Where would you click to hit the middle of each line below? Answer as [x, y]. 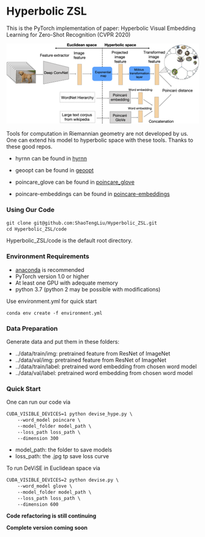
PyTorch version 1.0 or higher [52, 276]
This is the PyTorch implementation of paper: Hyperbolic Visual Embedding [101, 28]
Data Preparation [32, 328]
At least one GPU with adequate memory [66, 283]
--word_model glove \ [45, 486]
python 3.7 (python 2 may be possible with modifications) [88, 289]
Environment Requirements [48, 257]
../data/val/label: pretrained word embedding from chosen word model [104, 373]
